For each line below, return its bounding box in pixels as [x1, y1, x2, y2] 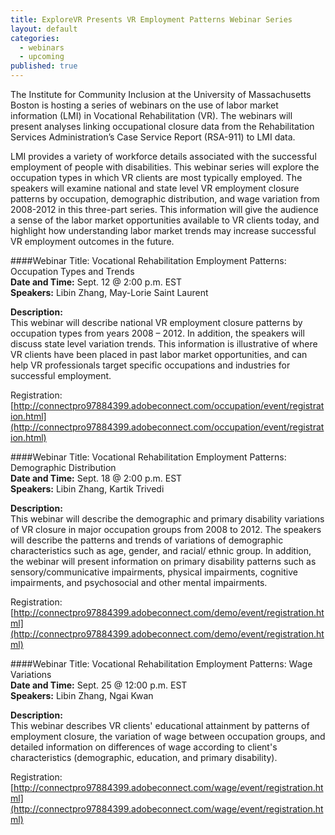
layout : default [10, 24, 78, 34]
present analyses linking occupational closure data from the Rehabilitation [10, 121, 315, 132]
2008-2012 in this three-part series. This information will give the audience [10, 204, 319, 215]
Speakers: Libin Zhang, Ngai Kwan [10, 690, 154, 701]
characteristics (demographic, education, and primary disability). [10, 752, 278, 763]
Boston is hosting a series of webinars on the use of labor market [10, 99, 279, 111]
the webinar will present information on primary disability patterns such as [10, 556, 317, 567]
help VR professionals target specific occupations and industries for [10, 359, 291, 371]
